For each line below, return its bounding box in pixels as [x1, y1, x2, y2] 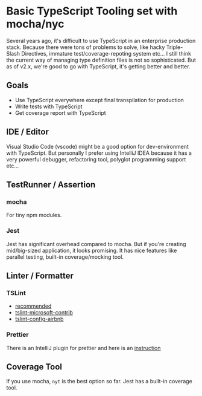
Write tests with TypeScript [14, 103, 83, 110]
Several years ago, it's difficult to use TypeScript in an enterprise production [6, 37, 196, 44]
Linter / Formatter [6, 270, 74, 281]
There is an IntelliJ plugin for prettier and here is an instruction [6, 344, 161, 351]
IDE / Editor [6, 127, 49, 137]
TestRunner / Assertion [6, 180, 96, 190]
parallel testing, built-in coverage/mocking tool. [6, 253, 124, 261]
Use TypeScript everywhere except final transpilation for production [14, 96, 184, 103]
